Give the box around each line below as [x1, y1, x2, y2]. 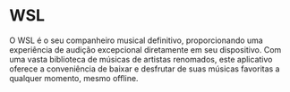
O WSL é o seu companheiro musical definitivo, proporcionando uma [9, 35, 264, 46]
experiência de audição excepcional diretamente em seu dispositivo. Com [9, 44, 282, 54]
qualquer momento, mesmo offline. [9, 72, 139, 83]
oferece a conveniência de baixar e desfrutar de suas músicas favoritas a [9, 63, 280, 74]
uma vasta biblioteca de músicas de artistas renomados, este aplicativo [9, 54, 273, 64]
